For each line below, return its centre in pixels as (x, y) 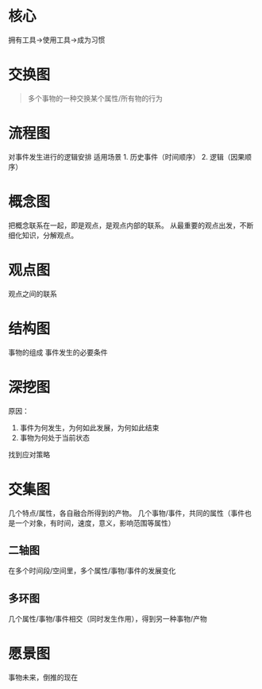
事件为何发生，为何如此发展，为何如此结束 (89, 427)
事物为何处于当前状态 (54, 437)
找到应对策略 (29, 454)
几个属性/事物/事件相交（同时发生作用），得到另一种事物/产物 (108, 619)
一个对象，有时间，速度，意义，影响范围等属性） (95, 523)
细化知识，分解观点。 (43, 235)
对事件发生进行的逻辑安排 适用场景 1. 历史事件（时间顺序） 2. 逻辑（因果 (126, 156)
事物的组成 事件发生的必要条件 (58, 352)
